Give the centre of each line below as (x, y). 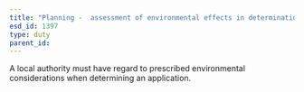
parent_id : (30, 43)
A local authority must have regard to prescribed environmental (128, 69)
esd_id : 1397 (34, 26)
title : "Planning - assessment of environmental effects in (127, 18)
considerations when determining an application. (100, 78)
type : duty (30, 34)
